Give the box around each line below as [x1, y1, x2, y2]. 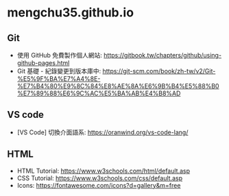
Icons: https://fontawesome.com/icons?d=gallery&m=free [16, 181, 181, 189]
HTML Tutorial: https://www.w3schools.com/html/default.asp [16, 167, 191, 175]
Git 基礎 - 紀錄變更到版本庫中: [16, 67, 101, 75]
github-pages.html [16, 59, 70, 66]
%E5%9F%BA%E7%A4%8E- [16, 75, 101, 83]
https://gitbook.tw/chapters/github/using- [104, 51, 221, 59]
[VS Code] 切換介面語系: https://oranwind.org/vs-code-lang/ [16, 128, 189, 136]
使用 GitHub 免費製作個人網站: [16, 51, 103, 59]
